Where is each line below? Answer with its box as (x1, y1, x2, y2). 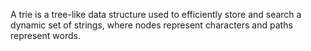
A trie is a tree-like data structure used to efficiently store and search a (10, 9, 302, 20)
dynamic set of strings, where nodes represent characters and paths (10, 19, 293, 31)
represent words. (10, 30, 81, 41)
